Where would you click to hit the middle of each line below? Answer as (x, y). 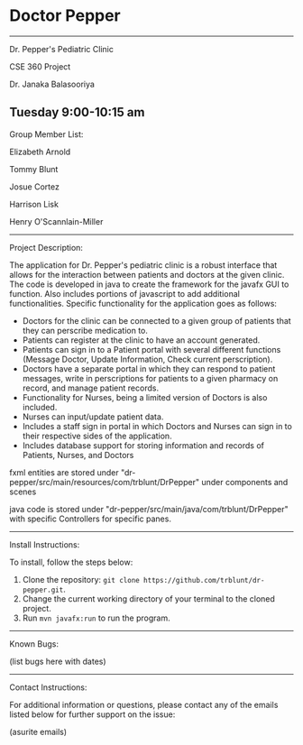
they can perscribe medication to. (85, 330)
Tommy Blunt (34, 169)
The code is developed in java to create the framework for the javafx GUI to (149, 284)
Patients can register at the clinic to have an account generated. (141, 340)
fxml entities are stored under (64, 472)
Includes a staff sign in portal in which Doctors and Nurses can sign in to (157, 426)
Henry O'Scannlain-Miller (56, 221)
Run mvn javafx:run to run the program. (96, 618)
